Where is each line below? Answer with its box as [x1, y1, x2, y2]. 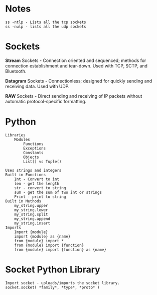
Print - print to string [14, 194, 66, 199]
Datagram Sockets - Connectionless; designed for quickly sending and [5, 78, 152, 84]
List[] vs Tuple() [23, 159, 62, 164]
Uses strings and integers [5, 168, 62, 173]
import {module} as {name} [14, 234, 71, 239]
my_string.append [14, 216, 51, 222]
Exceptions [23, 145, 46, 151]
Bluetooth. [5, 68, 27, 74]
